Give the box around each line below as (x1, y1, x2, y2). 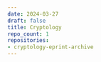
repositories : (7, 37, 50, 44)
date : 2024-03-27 (7, 10, 59, 18)
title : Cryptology (7, 24, 62, 31)
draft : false (7, 17, 46, 24)
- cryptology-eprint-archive (7, 43, 94, 51)
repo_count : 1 (7, 30, 50, 38)
